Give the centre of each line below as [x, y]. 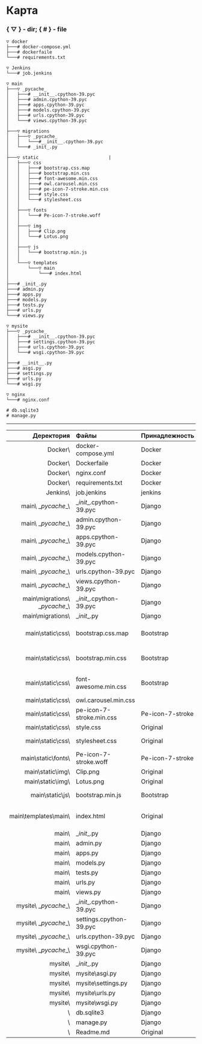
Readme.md [93, 1032]
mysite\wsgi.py [97, 1003]
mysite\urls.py [96, 993]
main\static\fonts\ [45, 758]
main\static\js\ [50, 795]
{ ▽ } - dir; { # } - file [37, 30]
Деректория [51, 436]
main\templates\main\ [40, 816]
